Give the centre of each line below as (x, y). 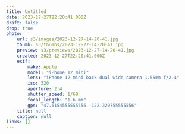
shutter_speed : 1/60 (53, 94)
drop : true (20, 28)
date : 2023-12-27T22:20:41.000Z (46, 17)
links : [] (18, 122)
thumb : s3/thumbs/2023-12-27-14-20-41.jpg (70, 45)
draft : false (22, 23)
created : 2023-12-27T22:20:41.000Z (61, 56)
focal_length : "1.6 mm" (57, 100)
